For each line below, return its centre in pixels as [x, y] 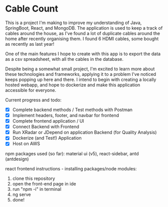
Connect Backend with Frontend [46, 127]
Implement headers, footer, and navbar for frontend [66, 115]
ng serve [22, 194]
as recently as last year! [30, 44]
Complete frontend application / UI [48, 121]
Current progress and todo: [33, 100]
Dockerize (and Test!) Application [47, 138]
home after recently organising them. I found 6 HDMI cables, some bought [82, 39]
